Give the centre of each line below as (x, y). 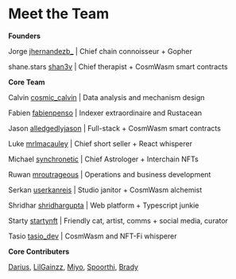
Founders (25, 36)
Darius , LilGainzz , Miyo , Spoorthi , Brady (74, 266)
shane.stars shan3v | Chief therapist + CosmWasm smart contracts (118, 66)
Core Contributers (39, 251)
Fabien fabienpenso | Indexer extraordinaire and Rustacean (105, 113)
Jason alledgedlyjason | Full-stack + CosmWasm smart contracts (114, 128)
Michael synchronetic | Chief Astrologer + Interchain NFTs (103, 159)
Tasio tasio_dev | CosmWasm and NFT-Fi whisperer (93, 236)
